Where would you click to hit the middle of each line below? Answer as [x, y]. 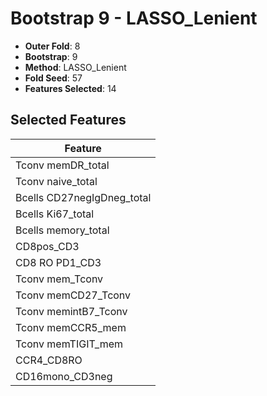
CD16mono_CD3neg [64, 376]
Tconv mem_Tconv [59, 279]
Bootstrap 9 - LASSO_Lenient [134, 18]
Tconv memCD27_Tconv [73, 295]
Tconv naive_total [56, 181]
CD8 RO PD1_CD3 [58, 262]
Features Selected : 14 [70, 88]
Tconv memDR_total [62, 165]
